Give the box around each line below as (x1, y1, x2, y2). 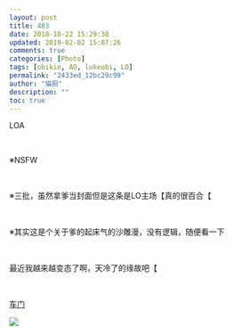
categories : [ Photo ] (9, 54, 86, 63)
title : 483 (9, 21, 50, 30)
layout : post (9, 12, 58, 22)
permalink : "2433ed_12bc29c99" (9, 71, 125, 80)
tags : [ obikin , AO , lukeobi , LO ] (9, 63, 133, 72)
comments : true (9, 46, 66, 55)
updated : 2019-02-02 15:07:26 (9, 37, 122, 47)
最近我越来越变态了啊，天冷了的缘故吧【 (9, 263, 157, 274)
